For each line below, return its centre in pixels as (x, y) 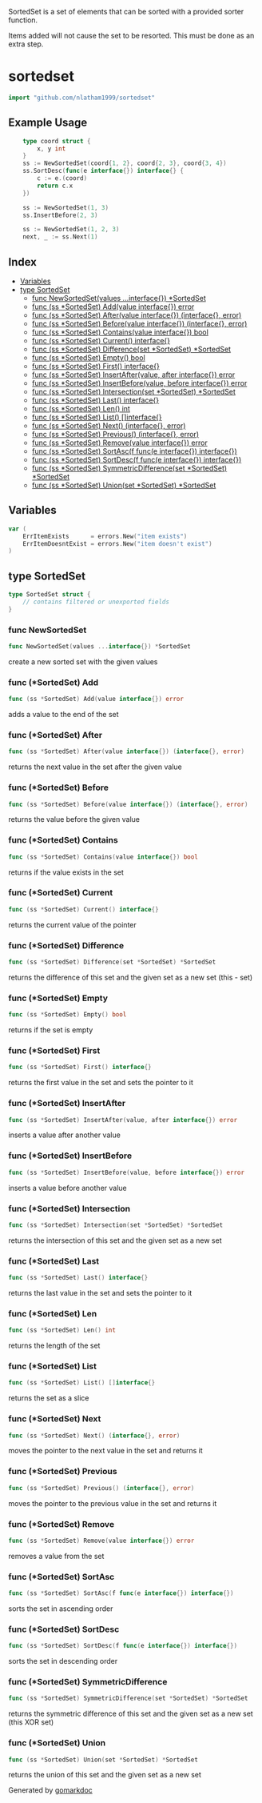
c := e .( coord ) (62, 178)
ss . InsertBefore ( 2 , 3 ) (60, 215)
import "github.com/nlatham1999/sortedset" (82, 98)
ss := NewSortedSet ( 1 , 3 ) (66, 207)
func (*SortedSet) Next (55, 1419)
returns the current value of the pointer (73, 924)
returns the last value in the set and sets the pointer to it (100, 1292)
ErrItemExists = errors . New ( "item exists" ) (105, 536)
